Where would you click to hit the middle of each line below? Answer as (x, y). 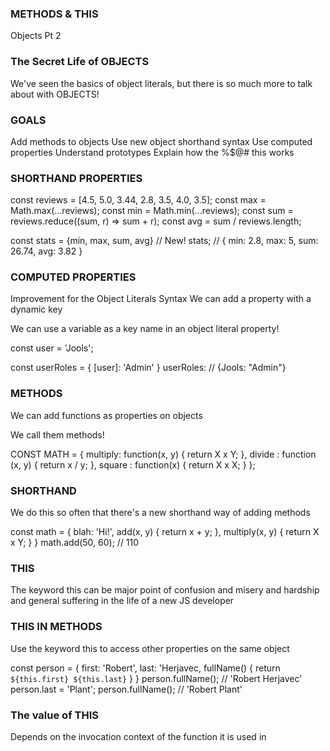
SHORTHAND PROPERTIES (76, 178)
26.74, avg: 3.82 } (46, 251)
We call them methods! (57, 434)
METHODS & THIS (54, 14)
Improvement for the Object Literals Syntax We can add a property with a (161, 299)
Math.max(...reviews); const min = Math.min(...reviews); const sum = (152, 211)
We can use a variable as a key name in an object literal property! (145, 329)
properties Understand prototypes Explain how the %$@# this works (152, 152)
